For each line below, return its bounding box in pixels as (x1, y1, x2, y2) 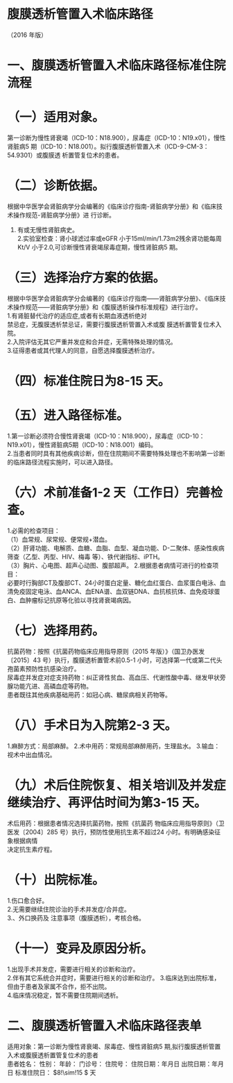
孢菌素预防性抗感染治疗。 (7, 664, 80, 672)
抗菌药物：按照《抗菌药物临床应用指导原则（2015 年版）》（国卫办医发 (7, 647, 205, 655)
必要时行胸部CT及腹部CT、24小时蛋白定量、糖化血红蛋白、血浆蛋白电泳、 (7, 579, 220, 587)
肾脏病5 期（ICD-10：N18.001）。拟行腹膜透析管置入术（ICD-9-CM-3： (7, 142, 209, 151)
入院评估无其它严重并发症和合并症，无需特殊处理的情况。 (12, 338, 177, 346)
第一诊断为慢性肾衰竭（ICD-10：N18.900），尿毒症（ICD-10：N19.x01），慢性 (7, 133, 226, 142)
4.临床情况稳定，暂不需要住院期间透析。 (7, 991, 123, 999)
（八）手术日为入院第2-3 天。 (7, 718, 178, 734)
